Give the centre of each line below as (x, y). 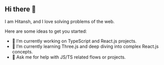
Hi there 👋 (20, 9)
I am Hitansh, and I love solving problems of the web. (60, 21)
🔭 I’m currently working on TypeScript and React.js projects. (74, 41)
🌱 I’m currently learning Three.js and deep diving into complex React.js (85, 46)
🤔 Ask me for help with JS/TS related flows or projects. (69, 57)
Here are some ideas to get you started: (46, 31)
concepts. (22, 51)
